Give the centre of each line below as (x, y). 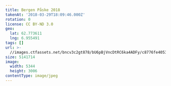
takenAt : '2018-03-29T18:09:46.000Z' (45, 15)
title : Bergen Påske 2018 (33, 10)
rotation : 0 (18, 19)
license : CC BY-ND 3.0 (29, 24)
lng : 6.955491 (25, 38)
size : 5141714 (20, 57)
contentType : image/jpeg (32, 76)
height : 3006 (24, 71)
